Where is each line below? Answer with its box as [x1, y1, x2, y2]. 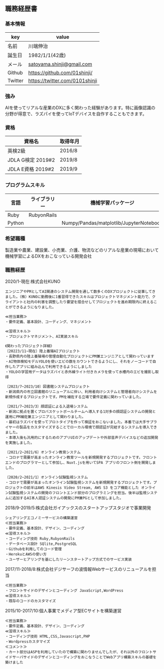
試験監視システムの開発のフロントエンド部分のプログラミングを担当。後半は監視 [8, 491, 147, 496]
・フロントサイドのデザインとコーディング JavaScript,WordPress [5, 588, 123, 593]
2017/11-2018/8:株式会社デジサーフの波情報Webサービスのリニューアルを [5, 566, 152, 572]
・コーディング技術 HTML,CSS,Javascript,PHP [5, 634, 90, 639]
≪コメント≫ [5, 645, 27, 649]
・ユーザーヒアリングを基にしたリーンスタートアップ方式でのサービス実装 [5, 557, 132, 562]
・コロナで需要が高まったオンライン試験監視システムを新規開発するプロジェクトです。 [5, 480, 154, 485]
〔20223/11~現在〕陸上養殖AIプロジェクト [5, 349, 81, 354]
